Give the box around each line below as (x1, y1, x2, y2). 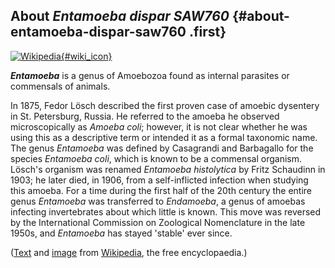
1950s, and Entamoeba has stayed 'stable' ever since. (10, 227, 233, 239)
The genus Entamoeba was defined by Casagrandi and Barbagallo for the (10, 142, 314, 154)
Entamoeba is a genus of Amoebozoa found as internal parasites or (10, 69, 290, 81)
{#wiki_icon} (60, 50, 113, 62)
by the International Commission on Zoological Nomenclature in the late (10, 216, 306, 228)
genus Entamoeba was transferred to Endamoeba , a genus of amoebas (10, 195, 306, 207)
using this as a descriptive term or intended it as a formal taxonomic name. (10, 131, 318, 143)
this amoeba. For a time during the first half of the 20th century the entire (10, 184, 313, 196)
